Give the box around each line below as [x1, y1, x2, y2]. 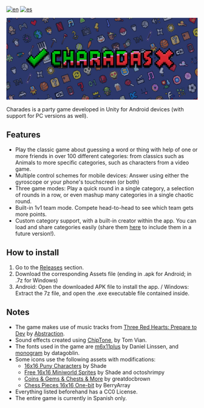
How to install [6, 247, 59, 258]
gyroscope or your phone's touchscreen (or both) [15, 178, 140, 185]
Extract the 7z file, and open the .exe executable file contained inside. [15, 289, 190, 297]
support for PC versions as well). [6, 112, 88, 120]
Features [6, 130, 41, 140]
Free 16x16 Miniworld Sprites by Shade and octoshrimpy [24, 368, 165, 376]
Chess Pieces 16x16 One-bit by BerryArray [24, 381, 131, 389]
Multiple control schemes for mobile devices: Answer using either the [15, 171, 189, 179]
